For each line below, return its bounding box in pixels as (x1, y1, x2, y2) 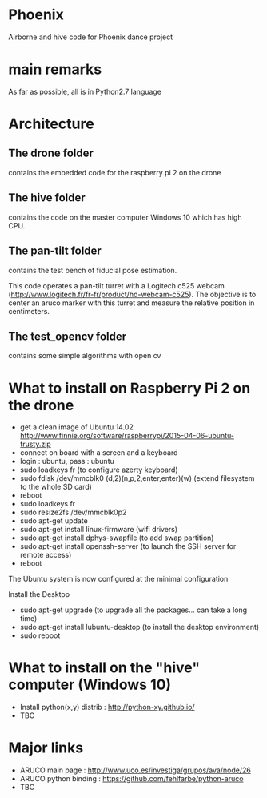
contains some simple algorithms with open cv (8, 351, 161, 361)
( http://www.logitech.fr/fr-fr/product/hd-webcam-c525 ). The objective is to (8, 289, 257, 299)
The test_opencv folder (8, 329, 127, 343)
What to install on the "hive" (8, 659, 201, 677)
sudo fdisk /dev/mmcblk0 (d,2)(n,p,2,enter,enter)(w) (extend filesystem (19, 474, 255, 483)
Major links (8, 739, 84, 757)
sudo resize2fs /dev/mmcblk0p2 (19, 507, 127, 518)
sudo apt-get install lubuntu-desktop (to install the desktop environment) (19, 623, 260, 632)
